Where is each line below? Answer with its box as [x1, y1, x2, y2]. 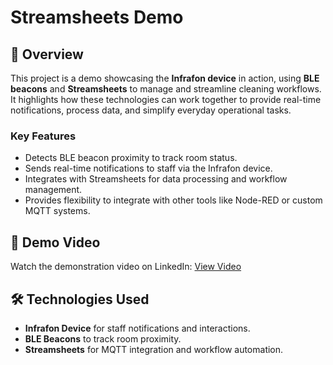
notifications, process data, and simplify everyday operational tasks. [10, 104, 292, 116]
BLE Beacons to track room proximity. [24, 332, 182, 345]
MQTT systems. [24, 205, 91, 217]
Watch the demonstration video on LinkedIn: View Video [10, 261, 242, 273]
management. [24, 184, 83, 196]
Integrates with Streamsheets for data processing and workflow [24, 173, 288, 185]
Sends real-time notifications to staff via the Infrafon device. [24, 162, 273, 175]
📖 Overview [10, 46, 84, 63]
